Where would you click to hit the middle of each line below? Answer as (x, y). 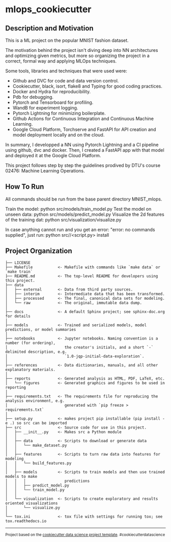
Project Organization (39, 251)
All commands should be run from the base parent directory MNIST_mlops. (84, 199)
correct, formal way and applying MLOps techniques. (61, 61)
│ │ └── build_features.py (38, 463)
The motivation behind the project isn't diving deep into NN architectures (82, 50)
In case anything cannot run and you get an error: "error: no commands (80, 230)
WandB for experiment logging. (45, 108)
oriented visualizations (32, 503)
